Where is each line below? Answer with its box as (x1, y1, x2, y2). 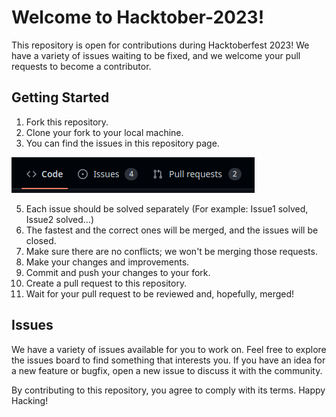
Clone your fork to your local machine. (25, 126, 184, 138)
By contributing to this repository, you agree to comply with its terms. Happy (11, 384, 326, 396)
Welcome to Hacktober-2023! (11, 6, 265, 29)
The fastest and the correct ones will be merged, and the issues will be (25, 224, 319, 236)
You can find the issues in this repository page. (25, 137, 220, 149)
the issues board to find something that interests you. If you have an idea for (11, 354, 326, 366)
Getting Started (11, 89, 110, 106)
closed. (25, 234, 57, 246)
